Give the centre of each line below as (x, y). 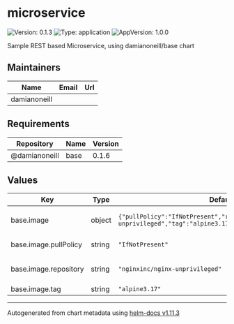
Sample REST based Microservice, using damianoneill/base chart (101, 45)
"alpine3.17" (140, 289)
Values (23, 180)
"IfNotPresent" (143, 245)
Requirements (38, 124)
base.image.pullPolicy (46, 244)
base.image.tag (36, 289)
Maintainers (34, 68)
